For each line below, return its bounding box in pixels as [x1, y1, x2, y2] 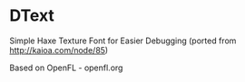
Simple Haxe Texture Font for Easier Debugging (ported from [9, 35, 237, 46]
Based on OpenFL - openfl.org [9, 62, 123, 73]
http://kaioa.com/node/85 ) [9, 44, 109, 55]
